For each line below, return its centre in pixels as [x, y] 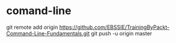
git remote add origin [32, 27]
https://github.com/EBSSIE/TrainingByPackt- [114, 27]
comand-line [39, 11]
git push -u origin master [122, 33]
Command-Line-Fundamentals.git [48, 33]
